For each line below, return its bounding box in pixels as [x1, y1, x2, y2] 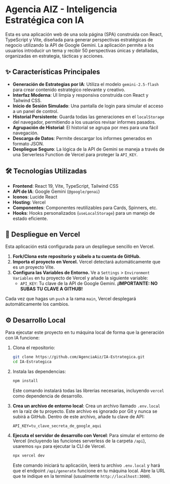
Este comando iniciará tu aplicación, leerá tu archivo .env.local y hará [12, 462, 160, 468]
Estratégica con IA [5, 14, 85, 26]
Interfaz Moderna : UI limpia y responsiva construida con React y [12, 92, 149, 98]
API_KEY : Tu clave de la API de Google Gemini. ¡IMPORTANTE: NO [20, 280, 158, 287]
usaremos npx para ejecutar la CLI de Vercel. [12, 443, 106, 449]
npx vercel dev [12, 453, 45, 458]
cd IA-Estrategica [12, 359, 52, 364]
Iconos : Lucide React [12, 193, 57, 200]
